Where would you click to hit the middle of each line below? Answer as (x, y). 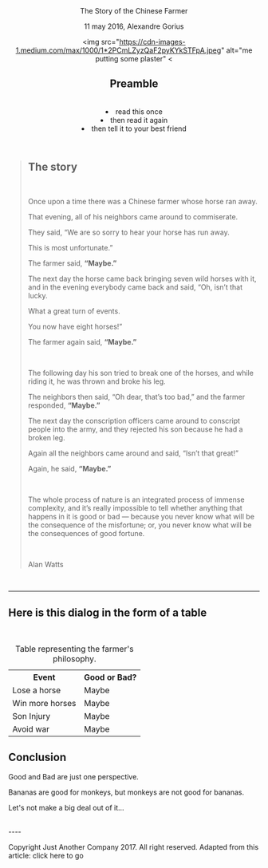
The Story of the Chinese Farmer (134, 11)
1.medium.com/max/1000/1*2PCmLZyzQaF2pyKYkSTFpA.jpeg (118, 50)
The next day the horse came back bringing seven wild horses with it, (142, 279)
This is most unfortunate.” (70, 248)
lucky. (37, 296)
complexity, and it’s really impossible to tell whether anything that (135, 508)
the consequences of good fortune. (86, 534)
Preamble (134, 84)
